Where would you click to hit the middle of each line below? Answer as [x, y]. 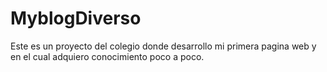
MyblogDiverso [76, 18]
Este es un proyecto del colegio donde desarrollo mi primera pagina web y [163, 46]
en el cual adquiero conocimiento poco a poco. [107, 56]
